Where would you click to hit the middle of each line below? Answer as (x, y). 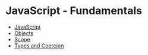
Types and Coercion (39, 46)
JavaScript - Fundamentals (74, 11)
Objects (24, 33)
